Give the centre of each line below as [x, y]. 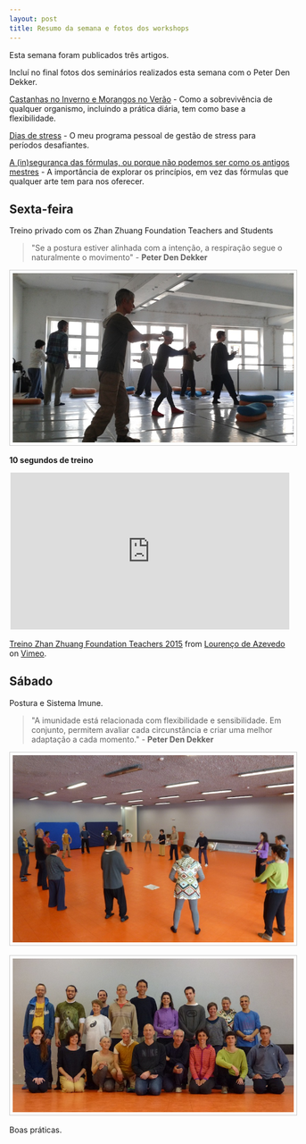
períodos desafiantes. [49, 145]
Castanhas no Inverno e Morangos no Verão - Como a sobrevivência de [141, 99]
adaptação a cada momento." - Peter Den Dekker [122, 739]
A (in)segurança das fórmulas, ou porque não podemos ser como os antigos [149, 162]
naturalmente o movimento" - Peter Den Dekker [119, 257]
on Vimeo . [28, 653]
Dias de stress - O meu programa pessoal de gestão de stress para [132, 135]
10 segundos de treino [51, 459]
